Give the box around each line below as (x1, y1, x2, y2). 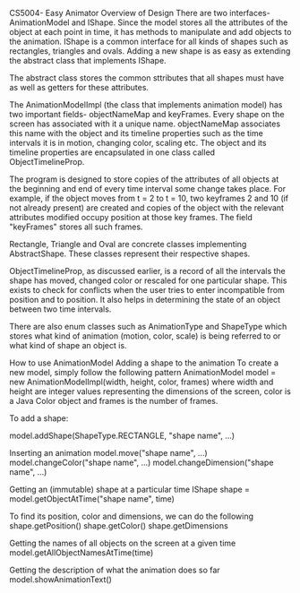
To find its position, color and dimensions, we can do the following (9, 511, 253, 521)
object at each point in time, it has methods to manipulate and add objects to (9, 27, 292, 37)
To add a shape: (9, 413, 69, 424)
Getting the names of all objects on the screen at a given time (9, 537, 236, 548)
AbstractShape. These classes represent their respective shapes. (9, 248, 251, 259)
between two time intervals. (9, 304, 112, 314)
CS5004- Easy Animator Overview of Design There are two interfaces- (9, 8, 270, 18)
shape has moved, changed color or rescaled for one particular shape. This (9, 275, 287, 286)
